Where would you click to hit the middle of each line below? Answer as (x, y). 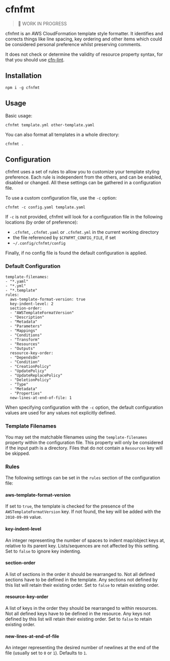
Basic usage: (19, 116)
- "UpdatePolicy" (28, 371)
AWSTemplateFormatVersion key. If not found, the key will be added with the (83, 512)
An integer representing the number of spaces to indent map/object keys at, (85, 540)
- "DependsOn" (25, 357)
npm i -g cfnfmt (22, 87)
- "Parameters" (26, 326)
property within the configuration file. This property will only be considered (84, 442)
